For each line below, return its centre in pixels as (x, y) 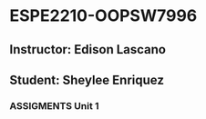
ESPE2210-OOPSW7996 (103, 16)
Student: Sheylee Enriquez (87, 79)
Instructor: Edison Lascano (88, 50)
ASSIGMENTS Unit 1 (54, 105)
